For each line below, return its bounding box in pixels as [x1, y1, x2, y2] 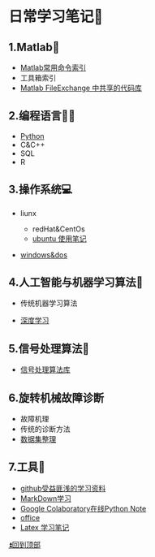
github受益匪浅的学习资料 [19, 483, 106, 493]
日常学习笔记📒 [8, 7, 104, 26]
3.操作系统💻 [8, 183, 73, 196]
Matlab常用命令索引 [19, 63, 87, 72]
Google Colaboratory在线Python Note [19, 503, 147, 513]
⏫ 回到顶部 [8, 539, 41, 549]
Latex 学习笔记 [19, 522, 70, 532]
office [19, 512, 41, 522]
